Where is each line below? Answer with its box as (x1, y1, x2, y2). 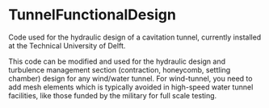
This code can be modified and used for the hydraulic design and (8, 56, 226, 66)
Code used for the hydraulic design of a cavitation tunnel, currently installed (8, 32, 262, 42)
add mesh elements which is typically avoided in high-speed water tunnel (8, 82, 254, 92)
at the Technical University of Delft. (8, 40, 126, 50)
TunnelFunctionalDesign (8, 6, 176, 24)
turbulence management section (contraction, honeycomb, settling (8, 64, 231, 74)
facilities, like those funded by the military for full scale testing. (8, 90, 217, 100)
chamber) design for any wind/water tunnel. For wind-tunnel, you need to (8, 73, 253, 83)
